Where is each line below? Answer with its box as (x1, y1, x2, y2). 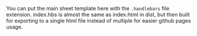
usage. (6, 23, 23, 30)
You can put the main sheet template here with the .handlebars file (6, 5, 170, 12)
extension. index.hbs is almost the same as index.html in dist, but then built (6, 11, 190, 18)
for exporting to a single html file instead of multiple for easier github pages (6, 17, 192, 24)
